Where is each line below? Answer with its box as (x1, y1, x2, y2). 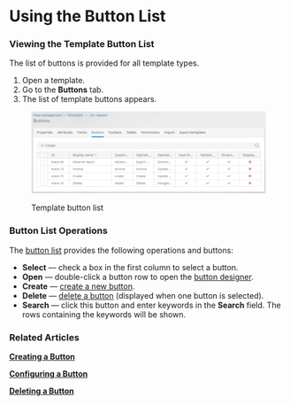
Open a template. (21, 75, 86, 86)
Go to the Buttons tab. (21, 84, 104, 95)
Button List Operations (9, 224, 108, 237)
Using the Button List (9, 6, 166, 27)
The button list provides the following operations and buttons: (9, 245, 234, 255)
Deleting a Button (9, 386, 75, 396)
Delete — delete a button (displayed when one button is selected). (21, 290, 264, 300)
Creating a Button (9, 351, 75, 362)
